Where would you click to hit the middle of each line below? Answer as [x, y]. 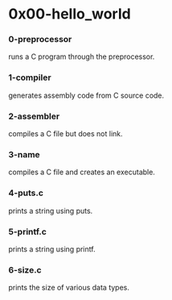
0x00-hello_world [70, 14]
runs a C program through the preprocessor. [82, 56]
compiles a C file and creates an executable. [82, 172]
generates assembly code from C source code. [86, 95]
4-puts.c [26, 193]
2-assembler [34, 116]
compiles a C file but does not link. [66, 134]
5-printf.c [27, 231]
